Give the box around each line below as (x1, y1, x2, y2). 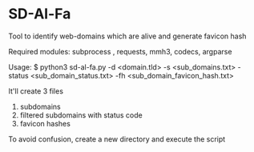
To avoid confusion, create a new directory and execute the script (8, 134, 226, 144)
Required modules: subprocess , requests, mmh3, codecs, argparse (8, 46, 232, 56)
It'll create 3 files (8, 86, 64, 96)
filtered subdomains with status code (19, 110, 143, 120)
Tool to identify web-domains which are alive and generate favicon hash (8, 31, 247, 41)
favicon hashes (19, 118, 71, 128)
